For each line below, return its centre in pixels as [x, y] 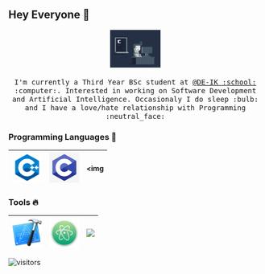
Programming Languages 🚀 [62, 137]
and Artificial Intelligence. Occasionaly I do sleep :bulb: [135, 99]
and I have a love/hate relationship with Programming [135, 108]
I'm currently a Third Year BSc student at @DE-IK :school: [135, 82]
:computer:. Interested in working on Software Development [135, 90]
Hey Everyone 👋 [49, 15]
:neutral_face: [135, 116]
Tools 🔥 [23, 202]
